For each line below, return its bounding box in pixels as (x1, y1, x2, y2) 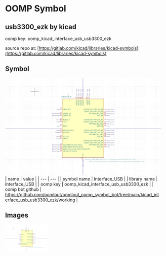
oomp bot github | (5, 186, 42, 192)
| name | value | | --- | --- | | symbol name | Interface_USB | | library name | (5, 176, 158, 182)
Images (5, 211, 29, 219)
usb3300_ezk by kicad (5, 23, 77, 31)
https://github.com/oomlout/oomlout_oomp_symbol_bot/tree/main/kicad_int (5, 191, 159, 197)
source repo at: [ (5, 45, 39, 51)
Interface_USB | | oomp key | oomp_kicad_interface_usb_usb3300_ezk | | (5, 181, 154, 187)
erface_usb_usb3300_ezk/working (5, 197, 76, 203)
